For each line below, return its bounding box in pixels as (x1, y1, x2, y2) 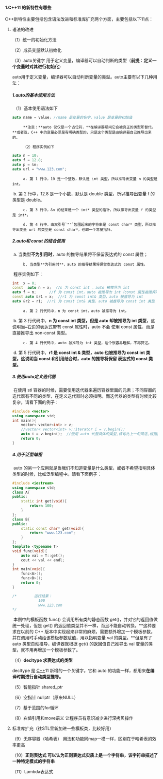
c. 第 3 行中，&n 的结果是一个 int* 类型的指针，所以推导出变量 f (23, 207, 143, 212)
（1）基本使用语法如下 (13, 105, 58, 111)
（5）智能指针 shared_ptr (12, 684, 63, 690)
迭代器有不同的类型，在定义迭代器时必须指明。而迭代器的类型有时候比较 (12, 393, 157, 399)
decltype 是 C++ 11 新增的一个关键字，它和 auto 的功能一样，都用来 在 (12, 668, 150, 674)
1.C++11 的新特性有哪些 (5, 4, 52, 10)
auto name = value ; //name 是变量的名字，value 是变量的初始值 (12, 115, 132, 120)
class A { (12, 490, 30, 495)
